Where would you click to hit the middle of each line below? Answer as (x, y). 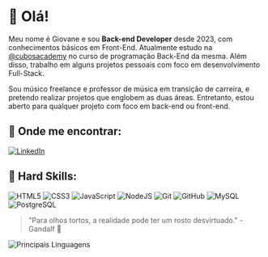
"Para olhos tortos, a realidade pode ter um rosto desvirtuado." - (136, 220)
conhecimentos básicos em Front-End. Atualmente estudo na (111, 47)
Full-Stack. (26, 73)
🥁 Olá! (29, 17)
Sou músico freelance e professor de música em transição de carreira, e (129, 89)
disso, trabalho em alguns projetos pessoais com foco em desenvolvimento (134, 65)
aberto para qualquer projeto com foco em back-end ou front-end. (119, 106)
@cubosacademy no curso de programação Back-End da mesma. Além (128, 56)
